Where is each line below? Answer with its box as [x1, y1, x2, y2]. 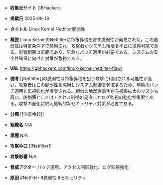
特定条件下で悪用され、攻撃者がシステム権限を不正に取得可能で [23, 43, 155, 49]
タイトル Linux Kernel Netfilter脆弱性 [9, 26, 86, 32]
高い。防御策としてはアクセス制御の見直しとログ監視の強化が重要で [9, 94, 150, 100]
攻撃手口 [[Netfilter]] [9, 143, 52, 149]
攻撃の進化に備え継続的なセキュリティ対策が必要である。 [18, 101, 137, 106]
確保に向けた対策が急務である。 [18, 55, 85, 61]
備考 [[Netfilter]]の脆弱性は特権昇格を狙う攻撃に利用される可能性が [9, 76, 148, 81]
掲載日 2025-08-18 [9, 15, 49, 21]
